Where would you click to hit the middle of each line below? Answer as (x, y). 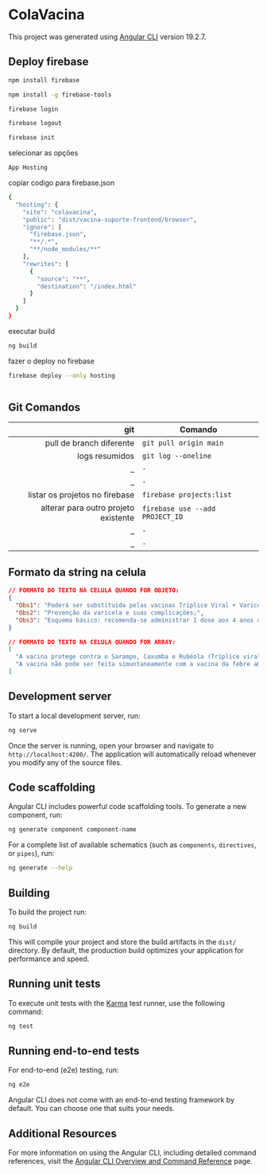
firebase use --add (179, 509)
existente (118, 518)
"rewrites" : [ (46, 264)
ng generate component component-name (72, 830)
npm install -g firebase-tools (60, 94)
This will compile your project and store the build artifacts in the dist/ (122, 941)
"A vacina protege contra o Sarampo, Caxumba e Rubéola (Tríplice (128, 657)
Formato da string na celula (77, 572)
